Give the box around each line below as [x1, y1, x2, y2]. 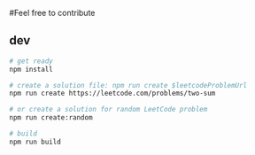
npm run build [9, 137, 62, 146]
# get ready [9, 57, 53, 66]
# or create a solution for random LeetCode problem [9, 105, 208, 114]
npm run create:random [9, 113, 93, 122]
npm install [9, 65, 53, 74]
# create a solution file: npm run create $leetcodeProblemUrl [9, 81, 248, 89]
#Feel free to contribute [9, 8, 96, 18]
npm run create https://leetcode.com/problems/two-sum [9, 89, 216, 98]
